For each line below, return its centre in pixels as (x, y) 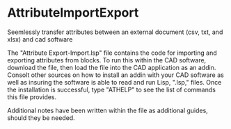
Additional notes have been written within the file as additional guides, (108, 110)
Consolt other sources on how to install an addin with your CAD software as (115, 75)
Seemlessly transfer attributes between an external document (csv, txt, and (115, 32)
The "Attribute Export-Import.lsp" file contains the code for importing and (112, 53)
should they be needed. (41, 118)
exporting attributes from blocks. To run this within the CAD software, (107, 60)
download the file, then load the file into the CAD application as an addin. (112, 67)
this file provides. (32, 97)
